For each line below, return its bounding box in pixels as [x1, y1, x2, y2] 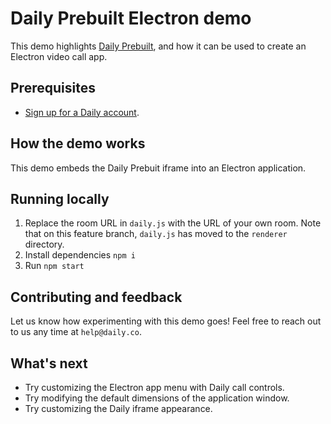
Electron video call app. [10, 50, 108, 62]
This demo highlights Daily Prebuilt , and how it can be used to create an [10, 40, 307, 52]
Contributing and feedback [10, 288, 183, 306]
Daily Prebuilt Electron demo [10, 7, 252, 30]
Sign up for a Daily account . [24, 106, 140, 118]
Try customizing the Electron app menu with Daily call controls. [24, 382, 285, 393]
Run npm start [24, 260, 85, 272]
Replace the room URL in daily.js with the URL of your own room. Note [24, 217, 322, 229]
